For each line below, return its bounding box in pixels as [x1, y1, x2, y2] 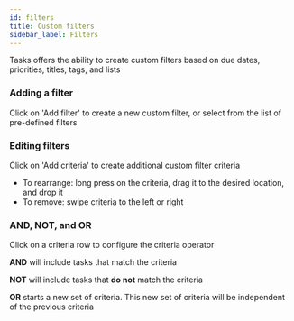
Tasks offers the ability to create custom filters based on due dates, [9, 55, 261, 66]
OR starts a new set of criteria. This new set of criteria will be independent [9, 292, 286, 303]
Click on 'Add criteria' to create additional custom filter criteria [9, 160, 241, 170]
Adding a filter [9, 87, 74, 99]
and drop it [22, 187, 63, 197]
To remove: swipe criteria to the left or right [22, 196, 184, 207]
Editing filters [9, 139, 70, 151]
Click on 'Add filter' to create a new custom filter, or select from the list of [9, 107, 282, 118]
